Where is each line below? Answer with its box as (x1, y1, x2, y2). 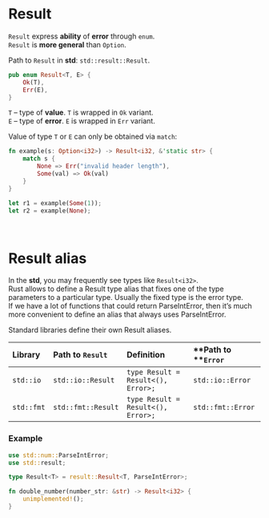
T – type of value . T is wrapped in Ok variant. (8, 107, 154, 117)
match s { (22, 155, 56, 163)
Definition (126, 350, 166, 361)
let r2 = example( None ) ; (8, 206, 91, 215)
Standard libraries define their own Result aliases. (8, 326, 172, 335)
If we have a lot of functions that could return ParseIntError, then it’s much (8, 301, 252, 311)
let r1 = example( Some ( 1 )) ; (8, 199, 102, 207)
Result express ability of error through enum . (8, 31, 155, 41)
